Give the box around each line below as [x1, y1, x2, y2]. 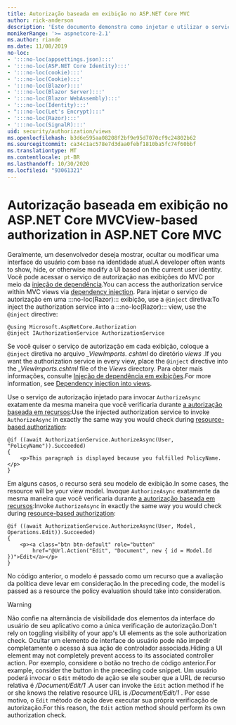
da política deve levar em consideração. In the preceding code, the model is [7, 579, 225, 587]
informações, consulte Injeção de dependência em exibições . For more [7, 371, 211, 380]
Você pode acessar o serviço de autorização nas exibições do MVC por [7, 272, 215, 281]
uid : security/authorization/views [7, 128, 112, 135]
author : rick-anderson [7, 17, 74, 24]
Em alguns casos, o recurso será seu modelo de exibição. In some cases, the [7, 479, 229, 488]
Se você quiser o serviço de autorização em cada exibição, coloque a [7, 342, 209, 350]
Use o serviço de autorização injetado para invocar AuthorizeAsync [7, 392, 202, 401]
